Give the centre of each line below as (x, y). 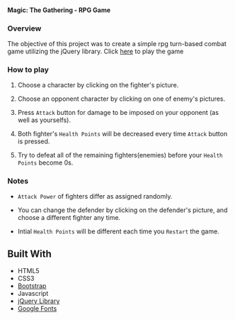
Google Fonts (37, 309)
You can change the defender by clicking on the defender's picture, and (122, 210)
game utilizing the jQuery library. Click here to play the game (96, 51)
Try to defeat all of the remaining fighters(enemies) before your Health (120, 155)
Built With (29, 254)
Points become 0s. (45, 162)
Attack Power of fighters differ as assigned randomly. (95, 197)
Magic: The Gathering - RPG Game (59, 10)
